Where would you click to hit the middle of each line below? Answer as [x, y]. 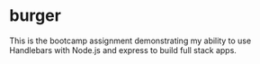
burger [35, 16]
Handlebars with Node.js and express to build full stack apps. [123, 50]
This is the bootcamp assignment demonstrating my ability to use [130, 41]
